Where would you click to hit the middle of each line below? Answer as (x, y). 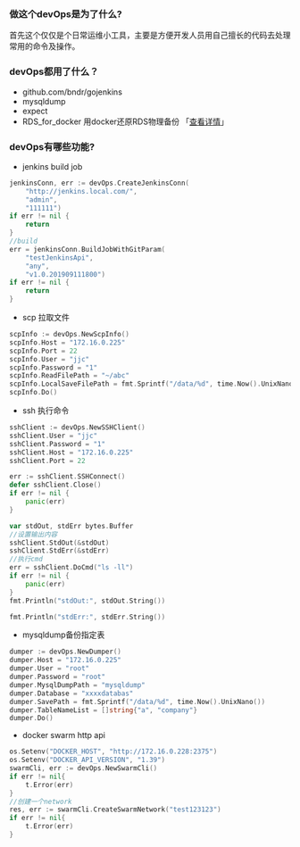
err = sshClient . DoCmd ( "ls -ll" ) (71, 568)
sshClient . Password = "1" (57, 444)
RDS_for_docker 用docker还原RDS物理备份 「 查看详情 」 (125, 121)
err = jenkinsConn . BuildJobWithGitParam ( (87, 249)
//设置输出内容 (33, 534)
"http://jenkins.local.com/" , (82, 191)
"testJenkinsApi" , (59, 257)
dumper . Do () (31, 718)
